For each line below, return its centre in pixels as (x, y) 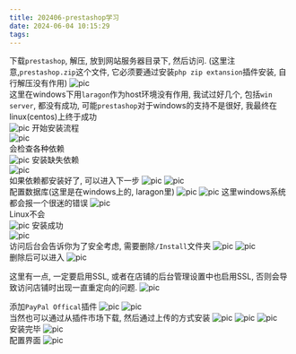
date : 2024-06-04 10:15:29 (60, 26)
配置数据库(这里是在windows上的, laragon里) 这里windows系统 (148, 192)
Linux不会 (27, 214)
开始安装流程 (55, 128)
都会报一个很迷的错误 (48, 203)
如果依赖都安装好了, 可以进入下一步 (74, 181)
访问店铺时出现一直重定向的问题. (77, 288)
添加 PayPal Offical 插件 (53, 307)
